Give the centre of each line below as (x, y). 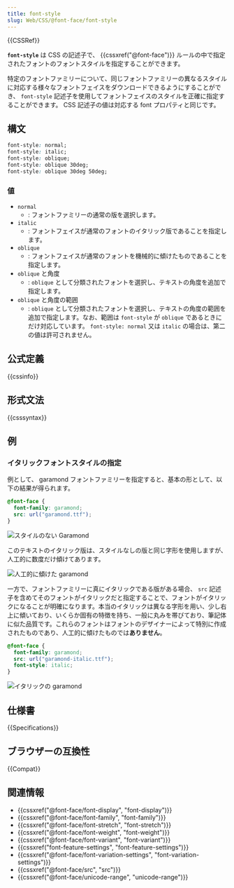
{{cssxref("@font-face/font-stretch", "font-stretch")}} (94, 825)
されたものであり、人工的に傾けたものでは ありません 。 (87, 632)
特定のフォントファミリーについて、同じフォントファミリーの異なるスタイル (117, 78)
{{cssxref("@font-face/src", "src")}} (69, 869)
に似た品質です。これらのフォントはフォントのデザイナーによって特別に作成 (117, 624)
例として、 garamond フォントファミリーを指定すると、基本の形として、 (112, 479)
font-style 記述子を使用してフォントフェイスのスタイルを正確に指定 (119, 96)
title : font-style (34, 14)
